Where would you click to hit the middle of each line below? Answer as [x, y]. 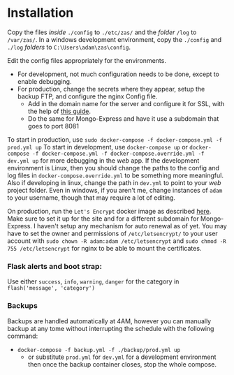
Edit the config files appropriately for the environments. [87, 60]
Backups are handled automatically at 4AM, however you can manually [109, 321]
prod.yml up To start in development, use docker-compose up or [98, 147]
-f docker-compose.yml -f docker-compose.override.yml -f [118, 154]
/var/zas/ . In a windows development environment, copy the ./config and [115, 39]
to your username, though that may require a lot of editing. [92, 198]
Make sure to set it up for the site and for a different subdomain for [103, 219]
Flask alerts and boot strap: [55, 266]
